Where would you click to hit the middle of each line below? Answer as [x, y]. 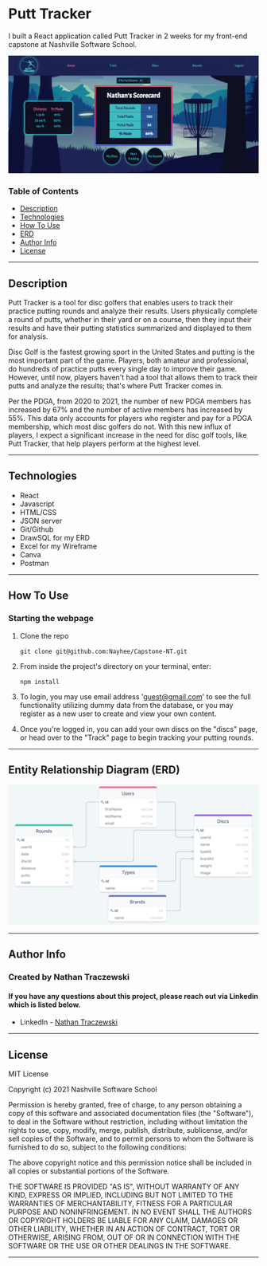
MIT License [29, 1074]
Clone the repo [44, 635]
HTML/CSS [38, 512]
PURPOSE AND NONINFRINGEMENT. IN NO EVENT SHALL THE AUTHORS [130, 1212]
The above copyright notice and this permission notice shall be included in [130, 1163]
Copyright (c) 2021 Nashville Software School [83, 1090]
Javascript [37, 504]
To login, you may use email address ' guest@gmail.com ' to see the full [135, 696]
